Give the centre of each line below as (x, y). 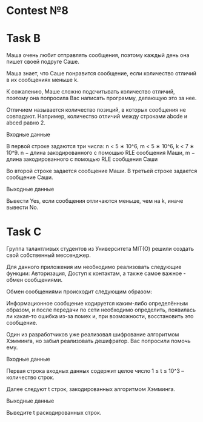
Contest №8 (37, 11)
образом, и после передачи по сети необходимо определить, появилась (101, 310)
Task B (23, 39)
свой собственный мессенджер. (48, 255)
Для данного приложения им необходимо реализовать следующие (94, 267)
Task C (24, 232)
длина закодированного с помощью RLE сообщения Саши (82, 159)
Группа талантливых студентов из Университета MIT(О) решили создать (100, 249)
